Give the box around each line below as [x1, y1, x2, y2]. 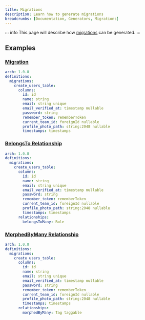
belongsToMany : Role [22, 219, 64, 224]
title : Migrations [5, 7, 42, 12]
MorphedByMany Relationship [5, 231, 79, 237]
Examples [5, 43, 36, 52]
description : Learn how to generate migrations [5, 12, 104, 17]
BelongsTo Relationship [5, 140, 62, 147]
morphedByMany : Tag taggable [22, 310, 82, 315]
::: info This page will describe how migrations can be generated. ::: [5, 30, 141, 36]
